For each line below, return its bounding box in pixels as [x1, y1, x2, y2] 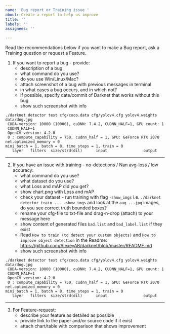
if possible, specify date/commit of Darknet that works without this [20, 92, 159, 98]
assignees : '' [5, 26, 35, 31]
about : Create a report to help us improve [5, 12, 99, 17]
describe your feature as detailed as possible [20, 312, 114, 318]
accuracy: [12, 167, 34, 173]
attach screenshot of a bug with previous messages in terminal [20, 82, 152, 88]
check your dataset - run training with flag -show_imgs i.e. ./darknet [20, 194, 161, 200]
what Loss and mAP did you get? [20, 183, 89, 190]
